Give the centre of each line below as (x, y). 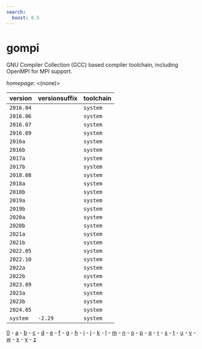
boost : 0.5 (26, 18)
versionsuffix (58, 99)
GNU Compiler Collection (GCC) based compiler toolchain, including (92, 65)
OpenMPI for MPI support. (39, 72)
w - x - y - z (21, 339)
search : (16, 12)
